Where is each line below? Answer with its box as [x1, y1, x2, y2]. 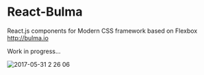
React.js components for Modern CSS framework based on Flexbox [7, 27, 198, 35]
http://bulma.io [7, 33, 49, 42]
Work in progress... [7, 47, 61, 55]
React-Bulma [7, 4, 83, 20]
